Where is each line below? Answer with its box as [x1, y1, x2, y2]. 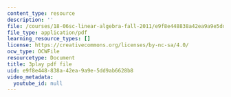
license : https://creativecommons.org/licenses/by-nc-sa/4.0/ [7, 42, 189, 48]
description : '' [7, 16, 54, 23]
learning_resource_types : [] [7, 36, 91, 42]
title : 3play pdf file [7, 61, 72, 68]
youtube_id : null [13, 80, 63, 87]
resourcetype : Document [7, 55, 76, 61]
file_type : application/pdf [7, 29, 88, 36]
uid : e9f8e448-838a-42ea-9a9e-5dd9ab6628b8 [7, 67, 134, 74]
